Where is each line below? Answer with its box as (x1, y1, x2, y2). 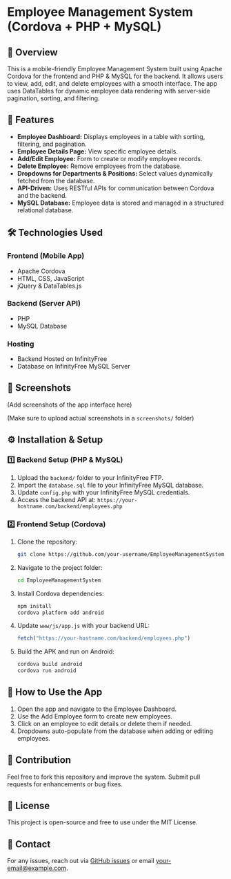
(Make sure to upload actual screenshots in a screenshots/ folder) (7, 414, 194, 422)
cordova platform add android (17, 609, 105, 616)
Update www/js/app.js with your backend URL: (17, 622, 150, 630)
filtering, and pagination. (17, 140, 88, 148)
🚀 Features (7, 114, 54, 126)
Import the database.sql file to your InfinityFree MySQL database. (17, 481, 204, 489)
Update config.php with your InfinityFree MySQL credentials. (17, 488, 190, 497)
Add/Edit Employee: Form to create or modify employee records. (17, 154, 203, 163)
